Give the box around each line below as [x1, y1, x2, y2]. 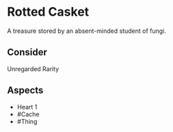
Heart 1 [16, 103, 38, 111]
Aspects [7, 85, 44, 96]
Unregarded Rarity [7, 64, 59, 72]
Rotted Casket [7, 4, 90, 20]
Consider [7, 47, 48, 58]
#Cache [16, 110, 40, 118]
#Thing [16, 117, 38, 125]
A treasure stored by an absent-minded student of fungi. [7, 27, 166, 35]
